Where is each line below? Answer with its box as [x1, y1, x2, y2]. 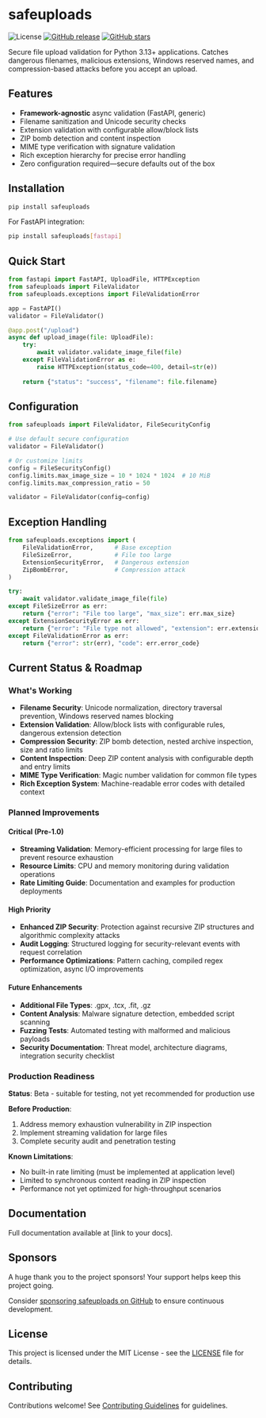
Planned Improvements [8, 807, 100, 818]
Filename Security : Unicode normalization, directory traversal [19, 703, 222, 713]
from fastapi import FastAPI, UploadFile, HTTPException [8, 275, 200, 283]
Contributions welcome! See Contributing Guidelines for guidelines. [8, 1401, 228, 1410]
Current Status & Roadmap [8, 661, 142, 674]
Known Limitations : [8, 1151, 74, 1161]
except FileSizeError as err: [8, 602, 108, 610]
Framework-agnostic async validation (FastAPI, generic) [19, 108, 206, 117]
